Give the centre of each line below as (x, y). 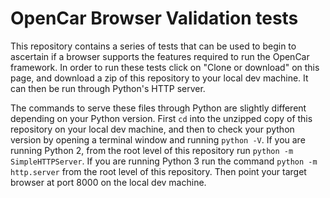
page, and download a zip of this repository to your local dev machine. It (159, 78)
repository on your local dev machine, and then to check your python (152, 129)
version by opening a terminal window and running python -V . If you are (158, 139)
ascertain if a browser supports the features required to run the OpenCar (160, 56)
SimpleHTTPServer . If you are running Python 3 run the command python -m (164, 161)
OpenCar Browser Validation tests (154, 18)
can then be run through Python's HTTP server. (108, 88)
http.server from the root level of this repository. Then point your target (158, 171)
